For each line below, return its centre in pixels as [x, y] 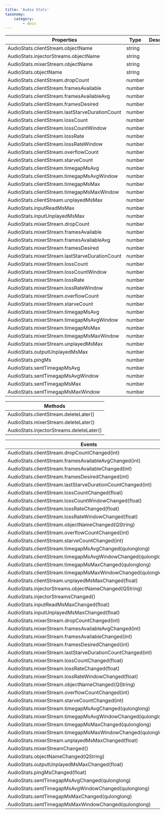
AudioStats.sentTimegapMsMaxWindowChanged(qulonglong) [79, 805]
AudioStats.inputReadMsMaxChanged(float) [59, 604]
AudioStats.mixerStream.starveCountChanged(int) [66, 700]
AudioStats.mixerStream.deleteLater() [51, 422]
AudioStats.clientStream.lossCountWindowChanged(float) [75, 501]
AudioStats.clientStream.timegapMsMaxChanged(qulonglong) [79, 565]
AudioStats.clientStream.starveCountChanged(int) [66, 541]
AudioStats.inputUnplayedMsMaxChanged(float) [64, 613]
